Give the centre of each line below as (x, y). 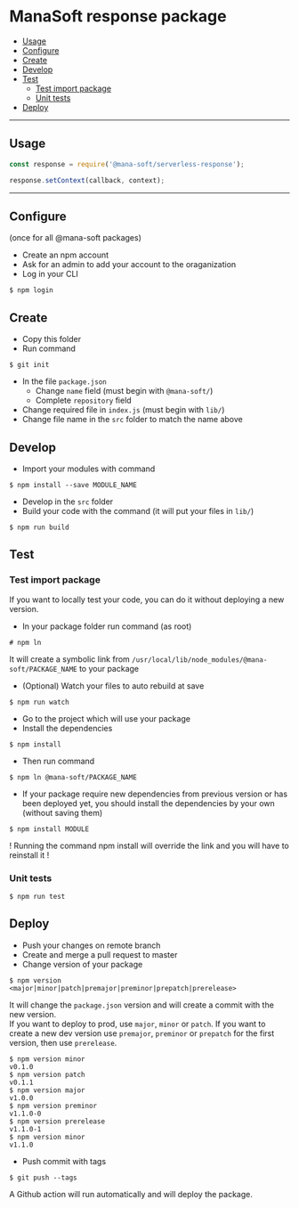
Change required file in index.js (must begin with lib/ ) (123, 410)
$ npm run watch (39, 702)
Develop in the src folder (68, 502)
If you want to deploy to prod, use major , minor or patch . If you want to (137, 1024)
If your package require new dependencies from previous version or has (154, 794)
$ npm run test (37, 896)
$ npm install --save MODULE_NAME (73, 485)
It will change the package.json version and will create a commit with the (141, 1005)
